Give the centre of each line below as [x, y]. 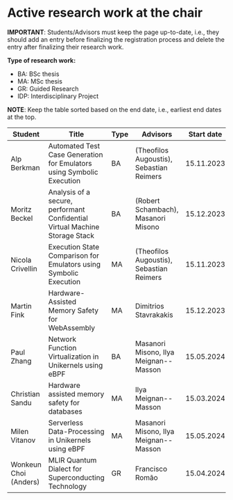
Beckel [22, 218]
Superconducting [77, 477]
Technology [67, 486]
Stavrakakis [154, 315]
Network [62, 339]
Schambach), [157, 209]
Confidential [68, 218]
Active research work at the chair [105, 13]
